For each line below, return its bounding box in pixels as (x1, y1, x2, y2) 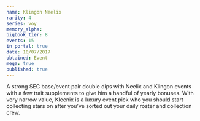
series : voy (6, 20, 37, 26)
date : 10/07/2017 (6, 49, 51, 55)
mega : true (6, 60, 34, 66)
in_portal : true (6, 44, 48, 50)
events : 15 (6, 37, 34, 44)
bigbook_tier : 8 (6, 32, 48, 38)
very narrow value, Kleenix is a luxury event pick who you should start (6, 96, 183, 103)
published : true (6, 66, 48, 72)
